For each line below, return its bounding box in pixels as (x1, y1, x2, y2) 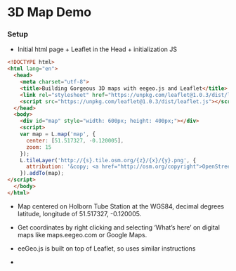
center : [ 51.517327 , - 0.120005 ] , (25, 137, 124, 144)
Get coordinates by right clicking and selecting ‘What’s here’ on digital (17, 223, 220, 232)
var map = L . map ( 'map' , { (20, 131, 96, 138)
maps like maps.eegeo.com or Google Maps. (17, 230, 147, 239)
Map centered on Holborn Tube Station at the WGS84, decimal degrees (17, 201, 225, 211)
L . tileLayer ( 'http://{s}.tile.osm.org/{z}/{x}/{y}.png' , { (20, 157, 197, 164)
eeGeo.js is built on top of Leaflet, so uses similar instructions (17, 244, 196, 253)
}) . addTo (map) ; (20, 170, 65, 177)
